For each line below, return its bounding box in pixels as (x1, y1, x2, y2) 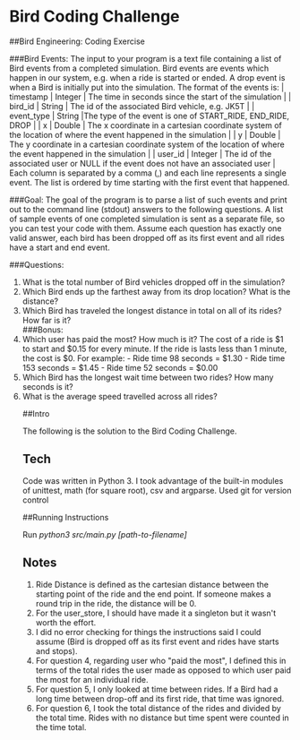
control (21, 495, 49, 505)
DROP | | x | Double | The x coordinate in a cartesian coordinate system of (9, 119, 282, 131)
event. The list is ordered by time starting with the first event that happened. (9, 176, 290, 187)
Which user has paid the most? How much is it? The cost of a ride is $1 (21, 333, 284, 344)
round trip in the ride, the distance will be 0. (35, 598, 197, 608)
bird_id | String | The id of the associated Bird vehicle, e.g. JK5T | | (9, 100, 255, 111)
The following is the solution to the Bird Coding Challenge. (21, 426, 237, 436)
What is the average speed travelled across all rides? (21, 391, 218, 401)
